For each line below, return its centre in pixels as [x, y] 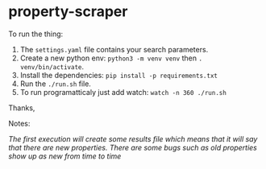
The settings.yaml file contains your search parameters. [114, 49]
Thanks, [22, 108]
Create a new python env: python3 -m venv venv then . [111, 58]
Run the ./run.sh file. [55, 84]
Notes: [19, 123]
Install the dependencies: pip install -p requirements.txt [118, 75]
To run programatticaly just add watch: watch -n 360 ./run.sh [123, 92]
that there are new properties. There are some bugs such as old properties [133, 147]
